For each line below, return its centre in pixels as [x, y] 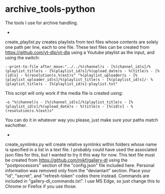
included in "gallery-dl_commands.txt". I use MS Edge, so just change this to [82, 181]
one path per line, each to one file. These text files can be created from [77, 47]
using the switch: [22, 57]
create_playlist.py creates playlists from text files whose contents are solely [82, 42]
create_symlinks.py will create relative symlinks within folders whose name [81, 144]
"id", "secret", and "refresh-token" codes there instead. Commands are [77, 176]
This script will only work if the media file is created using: [64, 93]
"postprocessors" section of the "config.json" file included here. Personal [80, 165]
